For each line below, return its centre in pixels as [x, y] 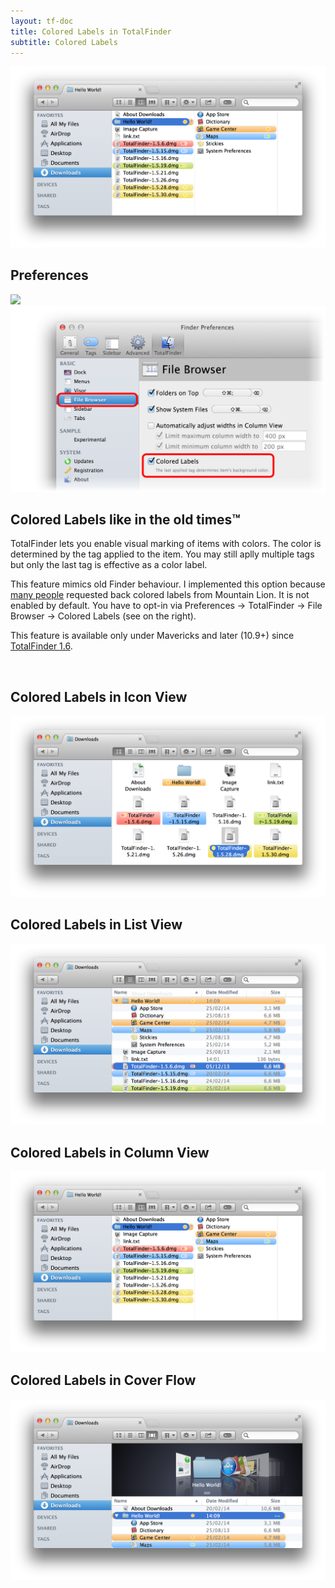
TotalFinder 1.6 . [41, 646]
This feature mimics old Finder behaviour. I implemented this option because [168, 584]
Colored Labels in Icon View [99, 696]
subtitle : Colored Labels [64, 42]
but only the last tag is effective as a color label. [109, 565]
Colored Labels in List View [96, 925]
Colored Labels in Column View [110, 1152]
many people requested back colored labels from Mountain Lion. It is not [160, 595]
